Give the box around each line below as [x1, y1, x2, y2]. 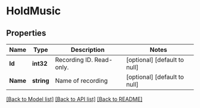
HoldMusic [6, 4, 61, 18]
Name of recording [55, 76, 108, 85]
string [32, 76, 49, 85]
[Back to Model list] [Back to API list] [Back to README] [6, 95, 143, 103]
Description [70, 46, 105, 54]
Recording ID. [55, 55, 93, 64]
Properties [6, 28, 46, 38]
